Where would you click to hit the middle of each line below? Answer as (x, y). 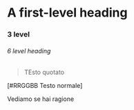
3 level (19, 35)
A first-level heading (67, 13)
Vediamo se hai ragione (41, 99)
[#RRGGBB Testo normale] (45, 86)
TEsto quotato (44, 72)
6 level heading (29, 51)
